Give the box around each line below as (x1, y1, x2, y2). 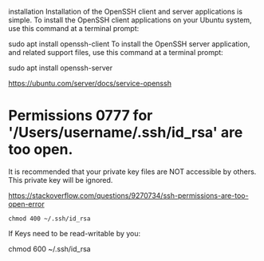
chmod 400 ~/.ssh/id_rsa (8, 215, 91, 223)
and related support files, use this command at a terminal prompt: (8, 48, 223, 57)
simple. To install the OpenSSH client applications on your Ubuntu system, (8, 15, 253, 25)
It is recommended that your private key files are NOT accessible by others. (8, 167, 257, 176)
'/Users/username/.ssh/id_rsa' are (8, 124, 243, 142)
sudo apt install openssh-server (8, 63, 113, 73)
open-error (8, 199, 45, 208)
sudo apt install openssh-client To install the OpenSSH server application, (8, 39, 250, 49)
